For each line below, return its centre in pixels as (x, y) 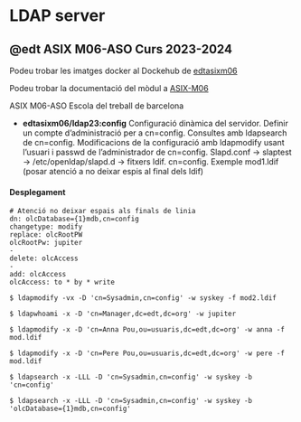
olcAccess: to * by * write (62, 282)
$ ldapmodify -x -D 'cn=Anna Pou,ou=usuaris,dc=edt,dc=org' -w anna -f (147, 330)
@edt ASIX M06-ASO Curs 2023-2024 (121, 49)
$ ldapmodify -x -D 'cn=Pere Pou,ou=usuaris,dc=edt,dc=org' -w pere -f (147, 353)
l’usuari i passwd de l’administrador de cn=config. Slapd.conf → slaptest (157, 152)
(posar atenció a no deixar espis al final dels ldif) (113, 171)
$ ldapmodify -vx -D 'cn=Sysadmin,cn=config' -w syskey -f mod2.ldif (143, 298)
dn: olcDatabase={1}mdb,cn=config (75, 219)
